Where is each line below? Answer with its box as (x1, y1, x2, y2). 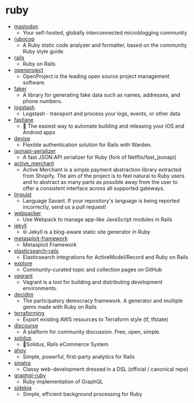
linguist (13, 191, 32, 198)
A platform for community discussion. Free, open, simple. (22, 328, 161, 335)
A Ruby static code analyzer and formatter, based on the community (22, 42, 188, 49)
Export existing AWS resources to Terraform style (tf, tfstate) (22, 316, 169, 323)
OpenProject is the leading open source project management (22, 73, 170, 80)
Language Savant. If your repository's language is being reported (22, 197, 180, 204)
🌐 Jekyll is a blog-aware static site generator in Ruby (22, 228, 150, 235)
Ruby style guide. (22, 47, 65, 54)
